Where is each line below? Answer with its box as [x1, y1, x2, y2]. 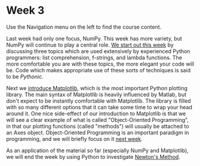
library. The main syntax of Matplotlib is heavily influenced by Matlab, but [6, 91, 187, 98]
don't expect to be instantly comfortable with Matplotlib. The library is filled [6, 97, 191, 104]
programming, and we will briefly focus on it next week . [6, 135, 143, 142]
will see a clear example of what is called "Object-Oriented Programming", [6, 116, 189, 123]
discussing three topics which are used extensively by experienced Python [6, 47, 190, 54]
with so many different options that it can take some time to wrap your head [6, 103, 192, 110]
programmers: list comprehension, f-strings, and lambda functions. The [6, 54, 182, 61]
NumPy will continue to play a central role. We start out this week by [6, 41, 174, 48]
